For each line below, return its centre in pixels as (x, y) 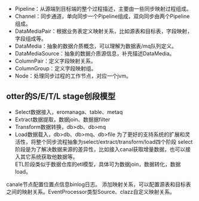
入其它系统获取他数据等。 (46, 156)
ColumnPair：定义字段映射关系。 (56, 61)
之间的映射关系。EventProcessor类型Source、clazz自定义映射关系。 (91, 191)
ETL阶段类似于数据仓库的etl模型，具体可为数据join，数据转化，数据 (98, 164)
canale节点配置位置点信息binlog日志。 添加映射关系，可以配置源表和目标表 (99, 184)
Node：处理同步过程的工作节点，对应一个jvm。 (73, 76)
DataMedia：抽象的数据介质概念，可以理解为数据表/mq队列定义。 (96, 46)
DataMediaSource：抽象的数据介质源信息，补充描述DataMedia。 (95, 53)
